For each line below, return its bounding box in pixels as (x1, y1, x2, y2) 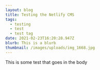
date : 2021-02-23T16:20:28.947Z (5, 36, 74, 41)
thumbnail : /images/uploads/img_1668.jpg (5, 45, 95, 50)
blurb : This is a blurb (5, 41, 56, 46)
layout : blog (5, 7, 33, 13)
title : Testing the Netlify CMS (5, 12, 74, 17)
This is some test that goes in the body (5, 59, 88, 65)
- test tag (10, 31, 33, 36)
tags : (5, 17, 17, 22)
